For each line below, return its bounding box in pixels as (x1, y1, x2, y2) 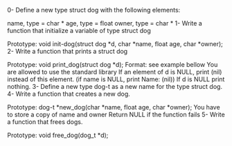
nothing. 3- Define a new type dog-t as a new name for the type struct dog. (7, 83, 223, 90)
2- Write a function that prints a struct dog (7, 48, 128, 55)
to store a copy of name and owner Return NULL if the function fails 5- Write (7, 110, 225, 118)
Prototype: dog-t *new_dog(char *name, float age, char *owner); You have (7, 103, 220, 111)
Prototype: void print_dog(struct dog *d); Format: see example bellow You (7, 61, 218, 68)
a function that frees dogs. (7, 118, 83, 126)
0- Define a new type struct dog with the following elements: (7, 6, 181, 14)
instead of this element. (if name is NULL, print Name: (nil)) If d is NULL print (7, 75, 225, 83)
